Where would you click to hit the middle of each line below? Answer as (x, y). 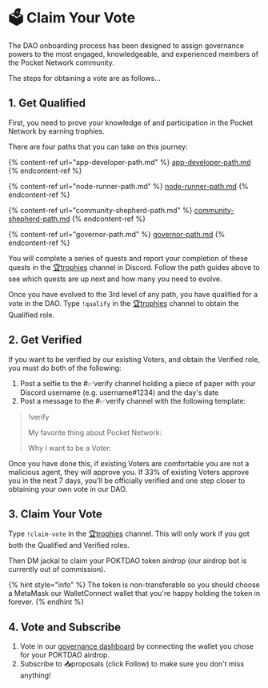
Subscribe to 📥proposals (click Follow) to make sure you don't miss (132, 664)
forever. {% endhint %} (46, 602)
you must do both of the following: (65, 368)
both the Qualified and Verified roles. (69, 545)
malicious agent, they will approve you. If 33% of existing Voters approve (129, 472)
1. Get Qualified (47, 103)
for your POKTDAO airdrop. (65, 655)
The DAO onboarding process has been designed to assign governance (126, 45)
